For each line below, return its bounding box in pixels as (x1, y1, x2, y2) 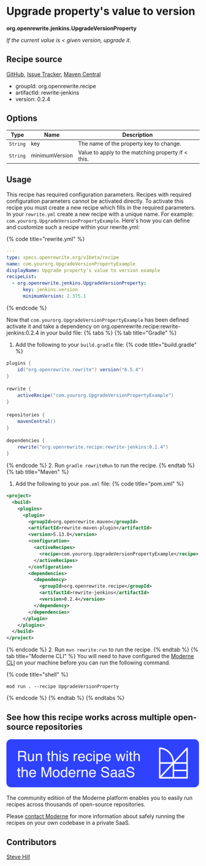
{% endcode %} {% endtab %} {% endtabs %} (6, 694, 124, 702)
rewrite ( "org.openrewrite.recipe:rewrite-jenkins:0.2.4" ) (17, 444, 169, 450)
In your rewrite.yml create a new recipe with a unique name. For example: (6, 210, 194, 218)
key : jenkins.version (22, 287, 78, 293)
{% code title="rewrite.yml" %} (6, 235, 85, 243)
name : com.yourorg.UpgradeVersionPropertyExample (6, 260, 136, 267)
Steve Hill (6, 853, 31, 860)
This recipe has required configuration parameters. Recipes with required (6, 191, 192, 198)
